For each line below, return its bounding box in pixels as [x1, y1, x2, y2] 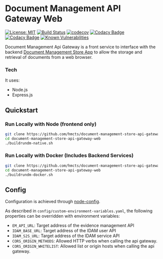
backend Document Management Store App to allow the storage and [5, 49, 142, 55]
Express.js [12, 92, 33, 98]
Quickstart [5, 106, 38, 114]
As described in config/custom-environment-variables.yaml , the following [5, 208, 153, 214]
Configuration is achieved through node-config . [5, 199, 100, 205]
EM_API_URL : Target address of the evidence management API [12, 223, 134, 228]
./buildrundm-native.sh [5, 140, 53, 146]
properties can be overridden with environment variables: [5, 213, 120, 219]
